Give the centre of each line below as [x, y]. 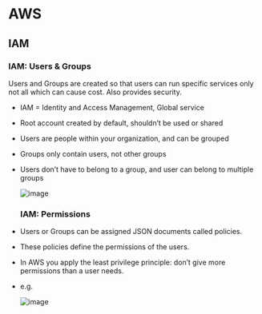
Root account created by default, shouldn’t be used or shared [121, 123]
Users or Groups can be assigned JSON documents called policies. [131, 232]
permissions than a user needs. [72, 271]
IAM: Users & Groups [50, 66]
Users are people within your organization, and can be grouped [125, 138]
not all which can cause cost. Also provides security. [95, 92]
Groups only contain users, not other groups [93, 153]
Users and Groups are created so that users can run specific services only [131, 83]
